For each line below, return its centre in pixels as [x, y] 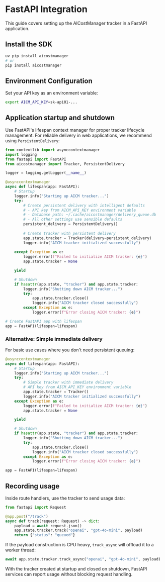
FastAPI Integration [47, 9]
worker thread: [21, 550]
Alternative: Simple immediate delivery [54, 339]
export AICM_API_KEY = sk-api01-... [42, 102]
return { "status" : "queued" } [45, 535]
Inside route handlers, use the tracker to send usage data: [65, 498]
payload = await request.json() [48, 526]
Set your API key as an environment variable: [52, 93]
